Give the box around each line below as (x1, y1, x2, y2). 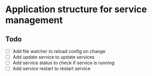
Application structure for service (5, 4, 147, 15)
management (5, 14, 63, 26)
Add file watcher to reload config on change (12, 48, 106, 54)
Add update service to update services (12, 54, 95, 60)
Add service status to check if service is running (12, 60, 115, 66)
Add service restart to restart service (12, 65, 91, 72)
